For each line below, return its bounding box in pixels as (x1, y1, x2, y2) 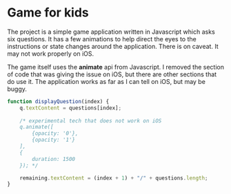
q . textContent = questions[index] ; (19, 105, 122, 111)
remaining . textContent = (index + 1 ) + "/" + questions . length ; (19, 174, 208, 182)
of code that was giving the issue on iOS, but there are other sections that (7, 70, 217, 78)
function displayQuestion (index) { (7, 98, 110, 105)
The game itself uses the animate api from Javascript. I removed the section (7, 63, 224, 71)
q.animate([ (19, 124, 54, 131)
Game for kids (7, 5, 90, 21)
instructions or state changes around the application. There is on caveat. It (7, 42, 219, 50)
